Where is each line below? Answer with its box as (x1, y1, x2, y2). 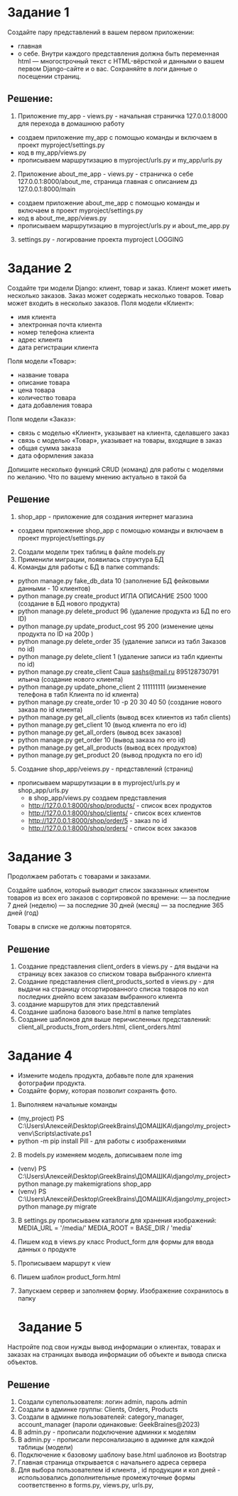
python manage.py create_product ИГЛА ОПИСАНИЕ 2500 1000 (17, 591, 208, 600)
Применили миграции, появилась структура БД (17, 555, 164, 563)
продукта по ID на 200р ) (17, 629, 94, 638)
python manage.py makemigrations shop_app (17, 1179, 151, 1188)
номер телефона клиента (17, 327, 94, 336)
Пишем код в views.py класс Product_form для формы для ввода (17, 1238, 215, 1246)
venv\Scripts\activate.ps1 (17, 1129, 92, 1138)
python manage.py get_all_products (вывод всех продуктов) (17, 743, 198, 752)
